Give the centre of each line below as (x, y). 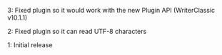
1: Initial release (30, 45)
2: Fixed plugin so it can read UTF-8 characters (77, 31)
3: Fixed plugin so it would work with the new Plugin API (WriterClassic (111, 10)
